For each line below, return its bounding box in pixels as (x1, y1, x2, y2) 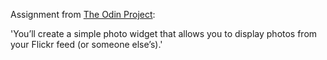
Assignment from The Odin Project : (10, 9, 156, 20)
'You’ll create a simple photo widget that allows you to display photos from (10, 28, 318, 39)
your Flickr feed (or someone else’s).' (10, 39, 163, 50)
